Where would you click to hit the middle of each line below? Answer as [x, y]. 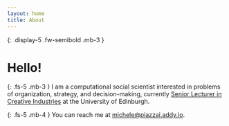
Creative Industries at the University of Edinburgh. [79, 102]
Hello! [25, 67]
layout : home [26, 13]
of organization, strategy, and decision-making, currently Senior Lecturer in [114, 94]
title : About [26, 20]
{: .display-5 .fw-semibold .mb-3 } [56, 39]
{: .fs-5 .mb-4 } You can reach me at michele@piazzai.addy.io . [96, 115]
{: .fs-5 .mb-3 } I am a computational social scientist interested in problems [114, 87]
